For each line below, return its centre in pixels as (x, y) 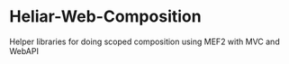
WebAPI (24, 50)
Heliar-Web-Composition (105, 17)
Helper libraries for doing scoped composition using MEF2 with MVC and (145, 41)
